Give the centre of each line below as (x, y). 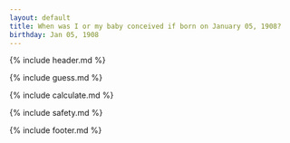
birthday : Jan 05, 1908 (54, 34)
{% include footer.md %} (56, 130)
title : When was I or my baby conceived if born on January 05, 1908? (145, 26)
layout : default (40, 18)
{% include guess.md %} (56, 78)
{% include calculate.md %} (62, 95)
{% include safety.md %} (56, 113)
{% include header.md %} (58, 61)
